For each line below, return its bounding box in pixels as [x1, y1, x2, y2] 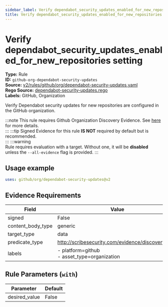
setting [112, 55, 143, 66]
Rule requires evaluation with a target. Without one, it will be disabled [5, 144, 148, 150]
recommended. [5, 133, 36, 139]
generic [57, 222, 76, 229]
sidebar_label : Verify [5, 7, 52, 13]
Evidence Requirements [5, 191, 81, 199]
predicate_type [7, 238, 43, 245]
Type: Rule [5, 71, 28, 78]
